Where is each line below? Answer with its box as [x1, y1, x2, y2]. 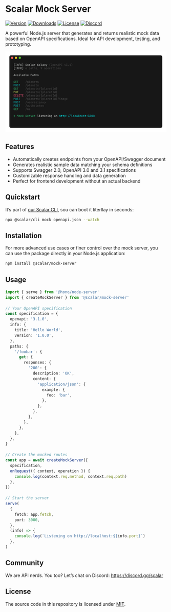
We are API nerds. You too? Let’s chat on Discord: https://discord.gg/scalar [5, 572, 163, 579]
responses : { [24, 360, 52, 365]
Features [5, 142, 34, 151]
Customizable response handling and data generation [12, 172, 126, 178]
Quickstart [5, 193, 40, 202]
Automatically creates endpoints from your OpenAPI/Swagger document [12, 156, 166, 162]
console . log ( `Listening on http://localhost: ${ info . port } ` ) [14, 533, 145, 539]
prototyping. [5, 41, 32, 47]
